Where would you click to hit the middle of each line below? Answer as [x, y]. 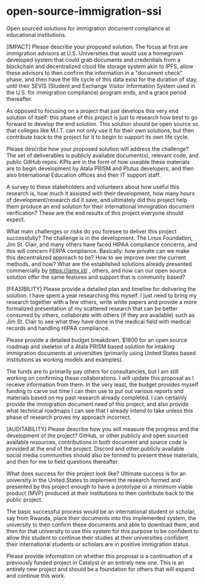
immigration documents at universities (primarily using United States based [101, 353]
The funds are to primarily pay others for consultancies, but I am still [92, 371]
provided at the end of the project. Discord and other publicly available [95, 448]
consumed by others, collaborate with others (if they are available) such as [101, 315]
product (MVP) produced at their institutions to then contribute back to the [100, 493]
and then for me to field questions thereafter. [63, 461]
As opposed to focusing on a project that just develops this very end [92, 111]
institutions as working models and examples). [65, 359]
